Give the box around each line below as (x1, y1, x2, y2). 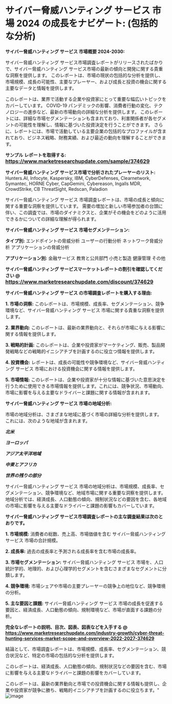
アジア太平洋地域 (5, 450, 41, 457)
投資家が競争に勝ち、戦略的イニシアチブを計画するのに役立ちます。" (14, 687, 160, 693)
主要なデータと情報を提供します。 (5, 85, 77, 91)
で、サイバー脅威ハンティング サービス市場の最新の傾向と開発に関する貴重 (5, 65, 163, 72)
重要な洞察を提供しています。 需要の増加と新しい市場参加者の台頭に (18, 203, 163, 209)
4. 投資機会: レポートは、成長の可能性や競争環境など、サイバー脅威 (5, 359, 148, 365)
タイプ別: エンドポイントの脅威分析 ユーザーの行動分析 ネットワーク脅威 (5, 238, 159, 244)
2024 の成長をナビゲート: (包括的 (16, 17, 158, 29)
